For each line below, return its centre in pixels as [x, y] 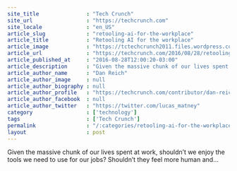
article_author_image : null [56, 79]
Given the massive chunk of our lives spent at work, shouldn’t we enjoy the [116, 152]
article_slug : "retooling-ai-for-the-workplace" [101, 34]
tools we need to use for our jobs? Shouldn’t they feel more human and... [113, 160]
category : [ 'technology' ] [72, 112]
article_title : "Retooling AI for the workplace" [101, 40]
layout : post [56, 132]
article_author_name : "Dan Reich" [68, 73]
